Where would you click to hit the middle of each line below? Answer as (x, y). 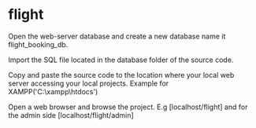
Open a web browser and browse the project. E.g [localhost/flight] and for (128, 107)
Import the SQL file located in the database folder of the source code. (121, 60)
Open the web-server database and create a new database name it (117, 36)
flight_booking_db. (38, 44)
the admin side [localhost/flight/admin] (71, 115)
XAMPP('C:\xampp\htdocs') (53, 91)
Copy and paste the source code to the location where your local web (121, 75)
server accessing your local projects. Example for (89, 83)
